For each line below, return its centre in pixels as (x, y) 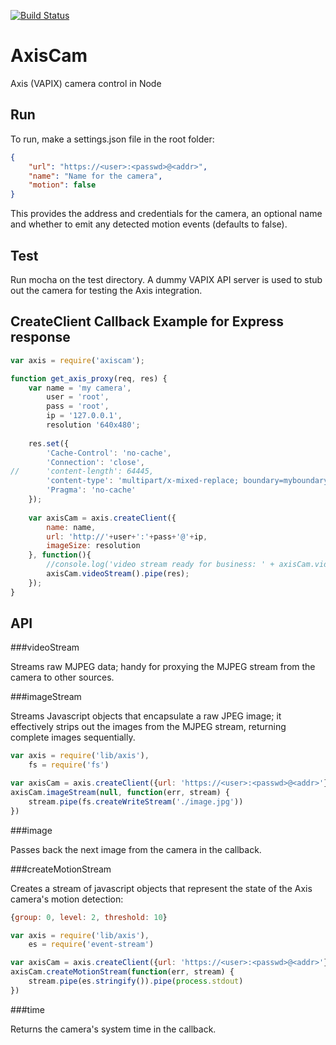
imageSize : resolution (93, 546)
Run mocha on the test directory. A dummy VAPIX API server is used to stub (166, 279)
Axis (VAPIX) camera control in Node (86, 83)
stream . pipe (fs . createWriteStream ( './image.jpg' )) (136, 801)
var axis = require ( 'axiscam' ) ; (77, 360)
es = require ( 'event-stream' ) (91, 945)
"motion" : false (62, 185)
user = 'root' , (78, 397)
